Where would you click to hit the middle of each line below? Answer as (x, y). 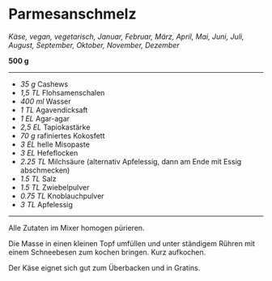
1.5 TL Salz (38, 178)
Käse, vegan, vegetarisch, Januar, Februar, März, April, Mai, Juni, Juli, (126, 36)
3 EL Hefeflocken (49, 153)
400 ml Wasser (45, 101)
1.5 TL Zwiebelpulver (55, 187)
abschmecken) (45, 170)
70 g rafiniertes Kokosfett (62, 135)
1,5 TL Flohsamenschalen (62, 92)
